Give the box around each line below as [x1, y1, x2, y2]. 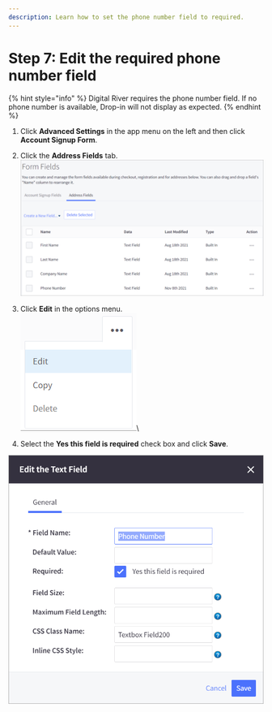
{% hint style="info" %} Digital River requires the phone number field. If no [8, 93, 257, 103]
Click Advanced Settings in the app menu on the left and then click [19, 126, 245, 136]
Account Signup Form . [19, 135, 98, 145]
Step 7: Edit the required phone [8, 49, 221, 67]
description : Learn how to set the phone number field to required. [8, 13, 244, 21]
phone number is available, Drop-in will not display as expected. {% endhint [8, 101, 261, 111]
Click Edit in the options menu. [19, 304, 123, 313]
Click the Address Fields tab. [19, 150, 118, 160]
